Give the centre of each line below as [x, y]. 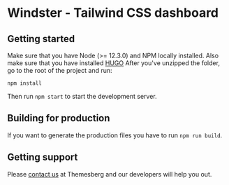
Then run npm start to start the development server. [82, 96]
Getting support [43, 157]
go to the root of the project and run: [60, 70]
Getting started [41, 39]
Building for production [59, 118]
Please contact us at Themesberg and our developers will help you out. [110, 174]
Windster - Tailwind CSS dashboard [113, 13]
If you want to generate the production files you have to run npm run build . [115, 135]
